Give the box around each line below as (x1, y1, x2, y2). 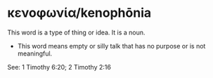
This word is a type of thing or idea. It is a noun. (7, 28, 146, 37)
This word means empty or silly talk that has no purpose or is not (17, 41, 206, 50)
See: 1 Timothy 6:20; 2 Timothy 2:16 (7, 63, 111, 71)
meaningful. (17, 49, 53, 58)
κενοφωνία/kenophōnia (7, 5, 152, 21)
